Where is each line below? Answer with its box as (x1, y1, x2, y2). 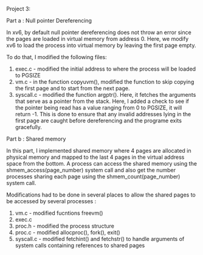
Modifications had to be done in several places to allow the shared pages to (6, 191, 196, 198)
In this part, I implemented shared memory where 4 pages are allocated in (6, 147, 191, 154)
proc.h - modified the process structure (15, 222, 114, 229)
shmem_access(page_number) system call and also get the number (6, 167, 176, 173)
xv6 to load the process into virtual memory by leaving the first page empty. (6, 42, 196, 49)
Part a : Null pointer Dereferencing (6, 17, 92, 24)
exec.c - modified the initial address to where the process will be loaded (15, 65, 196, 72)
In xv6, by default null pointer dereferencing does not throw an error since (6, 29, 191, 36)
